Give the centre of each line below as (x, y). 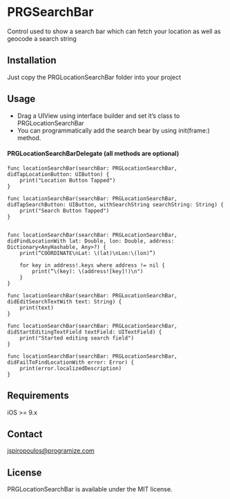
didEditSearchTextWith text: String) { (65, 301)
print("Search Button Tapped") (65, 211)
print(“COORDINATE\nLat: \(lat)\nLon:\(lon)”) (88, 253)
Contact (25, 434)
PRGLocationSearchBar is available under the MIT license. (90, 489)
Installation (32, 61)
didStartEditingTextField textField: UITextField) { (85, 332)
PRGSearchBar (50, 12)
